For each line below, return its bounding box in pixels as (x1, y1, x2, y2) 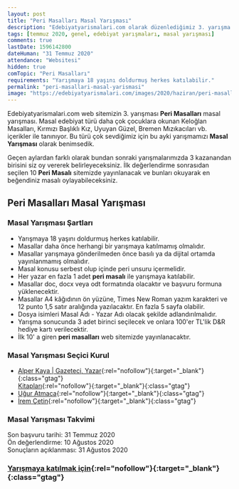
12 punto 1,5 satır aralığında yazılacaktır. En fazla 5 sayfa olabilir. (17, 302, 205, 310)
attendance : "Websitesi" (7, 57, 81, 64)
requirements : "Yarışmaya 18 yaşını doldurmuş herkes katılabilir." (7, 76, 215, 84)
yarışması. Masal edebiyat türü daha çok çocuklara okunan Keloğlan (7, 117, 207, 125)
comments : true (7, 37, 53, 44)
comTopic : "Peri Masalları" (7, 70, 91, 77)
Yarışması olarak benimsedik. (7, 140, 95, 148)
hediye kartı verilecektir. (17, 325, 89, 333)
